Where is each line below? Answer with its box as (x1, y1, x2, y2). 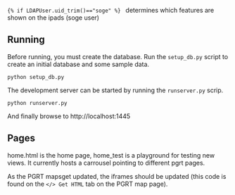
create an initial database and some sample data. (7, 60, 150, 68)
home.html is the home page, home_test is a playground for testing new (7, 151, 215, 159)
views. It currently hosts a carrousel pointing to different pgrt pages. (7, 158, 205, 167)
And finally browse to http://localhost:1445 (7, 112, 131, 120)
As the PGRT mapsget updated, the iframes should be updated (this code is (7, 172, 227, 180)
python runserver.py (7, 99, 68, 106)
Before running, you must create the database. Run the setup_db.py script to (7, 52, 229, 61)
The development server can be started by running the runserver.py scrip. (7, 86, 224, 94)
